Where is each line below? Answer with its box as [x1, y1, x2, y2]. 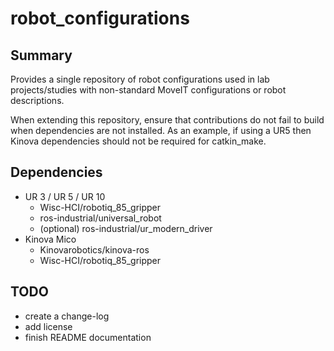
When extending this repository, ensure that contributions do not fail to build [10, 114, 325, 126]
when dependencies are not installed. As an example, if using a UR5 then [10, 125, 312, 136]
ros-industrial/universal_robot [39, 212, 162, 224]
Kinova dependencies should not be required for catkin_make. [10, 135, 267, 147]
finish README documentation [24, 331, 152, 343]
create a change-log [24, 310, 110, 322]
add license [24, 320, 73, 332]
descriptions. [10, 95, 65, 106]
